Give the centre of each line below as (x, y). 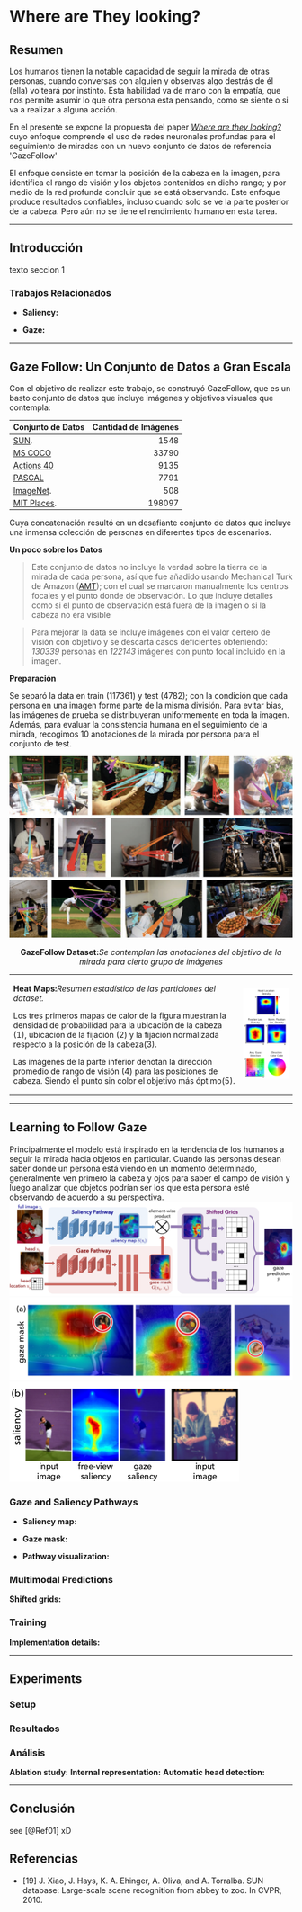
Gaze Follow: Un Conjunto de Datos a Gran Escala (151, 366)
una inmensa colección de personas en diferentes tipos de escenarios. (140, 532)
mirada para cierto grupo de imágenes (151, 961)
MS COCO (32, 452)
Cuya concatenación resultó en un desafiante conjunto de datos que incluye (151, 523)
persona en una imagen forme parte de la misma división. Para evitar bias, (147, 706)
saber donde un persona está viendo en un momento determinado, (133, 1168)
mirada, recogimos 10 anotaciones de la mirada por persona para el (134, 734)
